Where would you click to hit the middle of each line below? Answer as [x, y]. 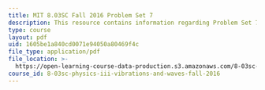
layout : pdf [28, 37]
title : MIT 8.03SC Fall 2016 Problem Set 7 [81, 15]
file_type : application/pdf [54, 52]
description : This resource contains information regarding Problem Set [130, 23]
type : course [30, 30]
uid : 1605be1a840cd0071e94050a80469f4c [74, 45]
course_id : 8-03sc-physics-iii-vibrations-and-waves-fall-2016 [114, 74]
